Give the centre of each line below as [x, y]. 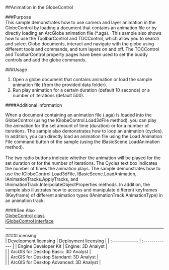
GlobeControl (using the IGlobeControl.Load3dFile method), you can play [81, 120]
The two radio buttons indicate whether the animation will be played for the [83, 158]
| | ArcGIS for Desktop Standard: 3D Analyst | [52, 257]
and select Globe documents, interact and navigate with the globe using [80, 44]
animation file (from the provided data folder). [60, 85]
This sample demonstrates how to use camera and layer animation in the [80, 22]
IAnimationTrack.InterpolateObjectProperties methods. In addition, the [77, 184]
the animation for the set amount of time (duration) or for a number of [77, 126]
